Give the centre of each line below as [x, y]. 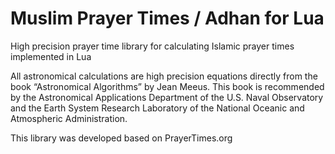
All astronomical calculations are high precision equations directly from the [164, 76]
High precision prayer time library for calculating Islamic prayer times [152, 46]
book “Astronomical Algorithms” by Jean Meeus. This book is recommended [167, 86]
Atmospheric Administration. [69, 118]
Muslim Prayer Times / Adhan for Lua [167, 18]
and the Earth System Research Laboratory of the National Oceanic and [157, 108]
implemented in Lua [51, 56]
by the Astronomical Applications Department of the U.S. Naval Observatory [167, 97]
